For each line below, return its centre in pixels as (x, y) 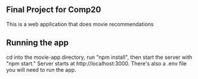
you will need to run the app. (41, 69)
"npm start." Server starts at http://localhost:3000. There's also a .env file (96, 63)
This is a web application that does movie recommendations (80, 24)
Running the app (37, 43)
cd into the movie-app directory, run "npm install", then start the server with (99, 57)
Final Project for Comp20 (54, 10)
